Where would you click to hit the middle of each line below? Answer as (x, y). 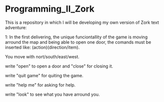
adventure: (16, 27)
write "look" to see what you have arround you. (52, 94)
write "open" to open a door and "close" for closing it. (59, 66)
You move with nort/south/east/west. (42, 56)
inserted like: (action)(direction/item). (42, 47)
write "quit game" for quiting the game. (44, 75)
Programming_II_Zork (50, 9)
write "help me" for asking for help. (40, 85)
